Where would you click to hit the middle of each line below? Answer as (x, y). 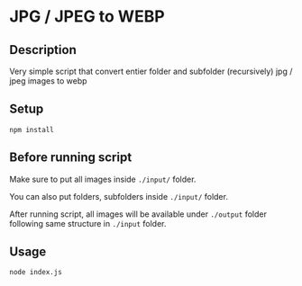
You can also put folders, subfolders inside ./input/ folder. (119, 196)
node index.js (36, 273)
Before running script (71, 158)
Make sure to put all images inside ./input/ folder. (103, 179)
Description (43, 50)
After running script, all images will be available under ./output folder (138, 214)
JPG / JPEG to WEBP (87, 17)
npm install (32, 130)
